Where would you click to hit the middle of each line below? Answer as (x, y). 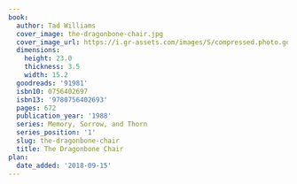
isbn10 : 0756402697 (52, 91)
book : (18, 17)
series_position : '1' (56, 133)
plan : (18, 157)
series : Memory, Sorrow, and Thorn (82, 125)
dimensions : (39, 50)
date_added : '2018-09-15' (64, 165)
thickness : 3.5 (52, 67)
